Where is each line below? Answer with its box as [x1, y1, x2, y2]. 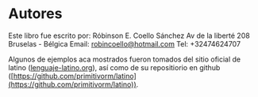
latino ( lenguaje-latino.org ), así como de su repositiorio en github [8, 62, 221, 72]
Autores [8, 5, 63, 23]
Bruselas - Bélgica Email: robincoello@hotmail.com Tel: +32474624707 [8, 39, 241, 48]
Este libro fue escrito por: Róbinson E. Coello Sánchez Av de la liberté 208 [8, 31, 250, 40]
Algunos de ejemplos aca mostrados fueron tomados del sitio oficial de [8, 54, 241, 64]
